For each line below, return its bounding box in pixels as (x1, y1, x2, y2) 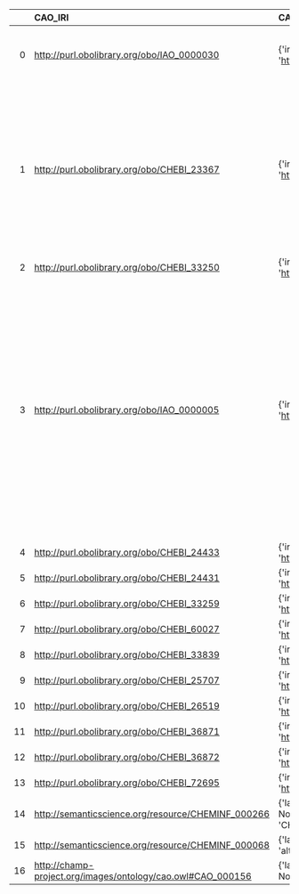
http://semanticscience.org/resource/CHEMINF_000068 (34, 839, 270, 851)
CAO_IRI (34, 12, 69, 23)
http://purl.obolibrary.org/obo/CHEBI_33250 (34, 262, 220, 273)
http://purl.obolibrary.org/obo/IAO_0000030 (34, 49, 220, 61)
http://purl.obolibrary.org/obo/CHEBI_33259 (34, 597, 220, 609)
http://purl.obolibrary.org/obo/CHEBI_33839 (34, 649, 220, 661)
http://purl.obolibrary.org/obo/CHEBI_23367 (34, 164, 220, 175)
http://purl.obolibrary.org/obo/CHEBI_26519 (34, 700, 220, 711)
